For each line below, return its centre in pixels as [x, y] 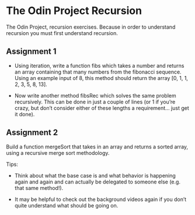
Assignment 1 [31, 52]
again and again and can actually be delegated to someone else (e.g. [97, 182]
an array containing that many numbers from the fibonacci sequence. [98, 72]
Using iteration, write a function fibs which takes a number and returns [100, 65]
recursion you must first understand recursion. [62, 33]
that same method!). [39, 188]
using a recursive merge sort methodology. [58, 152]
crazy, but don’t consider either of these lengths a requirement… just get [102, 108]
